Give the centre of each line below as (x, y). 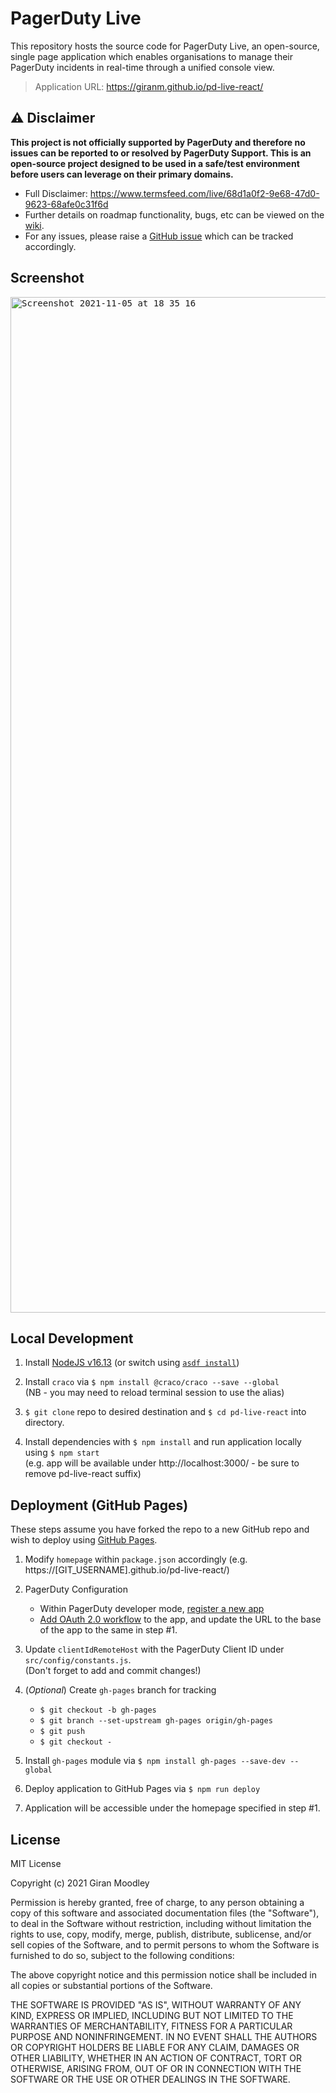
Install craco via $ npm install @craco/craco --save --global (152, 1382)
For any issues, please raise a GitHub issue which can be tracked (159, 236)
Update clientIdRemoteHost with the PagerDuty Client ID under (154, 1649)
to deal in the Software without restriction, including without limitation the (161, 1923)
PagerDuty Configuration (76, 1589)
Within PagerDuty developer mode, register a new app (152, 1609)
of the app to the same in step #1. (108, 1630)
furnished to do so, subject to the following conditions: (122, 1955)
